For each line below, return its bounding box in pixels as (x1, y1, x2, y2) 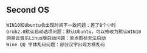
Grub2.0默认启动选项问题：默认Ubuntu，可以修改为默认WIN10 (6, 29, 142, 35)
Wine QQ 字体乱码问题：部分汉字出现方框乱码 (6, 41, 105, 48)
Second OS (6, 5, 50, 15)
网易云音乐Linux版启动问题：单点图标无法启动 (6, 35, 106, 41)
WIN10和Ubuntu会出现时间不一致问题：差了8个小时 (6, 22, 117, 28)
